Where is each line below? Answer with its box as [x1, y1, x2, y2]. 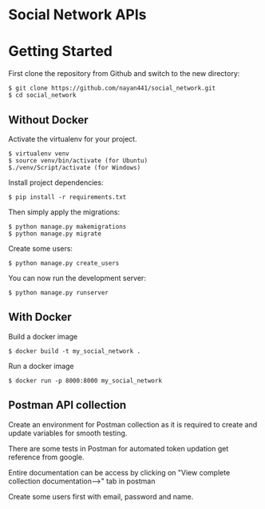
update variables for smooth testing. [8, 428, 128, 438]
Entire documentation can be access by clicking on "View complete [8, 467, 231, 477]
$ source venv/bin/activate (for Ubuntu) [8, 156, 148, 165]
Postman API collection [8, 399, 127, 412]
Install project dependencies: [8, 178, 104, 187]
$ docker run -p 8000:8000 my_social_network [8, 376, 162, 385]
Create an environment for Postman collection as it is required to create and [8, 419, 258, 429]
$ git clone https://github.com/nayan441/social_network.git [8, 84, 216, 93]
